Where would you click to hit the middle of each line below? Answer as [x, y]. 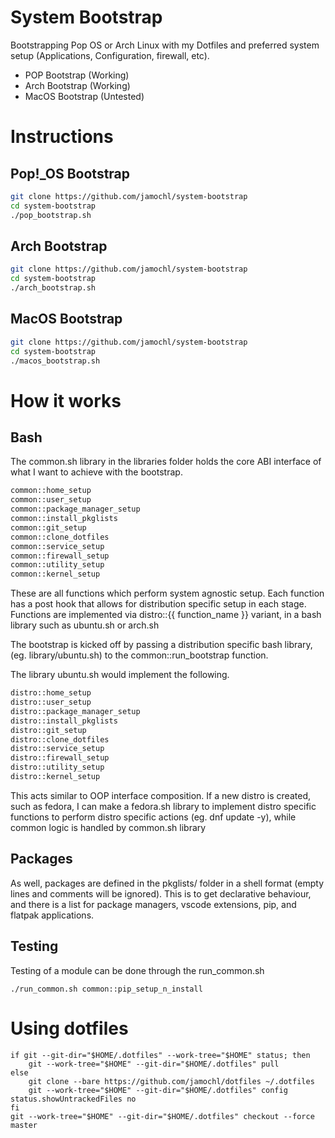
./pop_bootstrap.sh [51, 215]
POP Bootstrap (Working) [77, 75]
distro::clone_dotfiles [60, 739]
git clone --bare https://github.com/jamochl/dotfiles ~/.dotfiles [171, 1081]
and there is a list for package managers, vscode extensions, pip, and [153, 904]
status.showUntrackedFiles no [73, 1099]
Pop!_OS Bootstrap [70, 173]
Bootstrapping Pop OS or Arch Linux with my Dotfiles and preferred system [165, 45]
